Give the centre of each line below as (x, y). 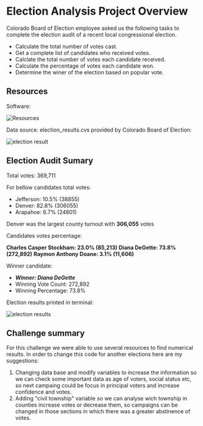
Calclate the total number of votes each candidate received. (90, 59)
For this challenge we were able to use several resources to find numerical (100, 348)
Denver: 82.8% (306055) (47, 205)
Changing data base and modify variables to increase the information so (106, 372)
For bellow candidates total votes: (49, 187)
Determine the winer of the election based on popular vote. (89, 72)
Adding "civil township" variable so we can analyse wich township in (101, 399)
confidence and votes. (43, 392)
